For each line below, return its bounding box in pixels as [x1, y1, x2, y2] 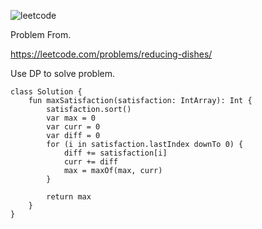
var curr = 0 [46, 122, 101, 132]
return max [46, 192, 92, 202]
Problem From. [10, 29, 72, 40]
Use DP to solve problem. [10, 68, 116, 79]
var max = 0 [46, 113, 97, 123]
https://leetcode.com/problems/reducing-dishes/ [10, 48, 213, 60]
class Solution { [10, 87, 83, 97]
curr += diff [63, 157, 118, 167]
